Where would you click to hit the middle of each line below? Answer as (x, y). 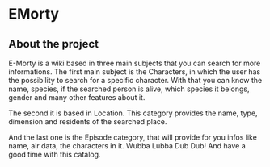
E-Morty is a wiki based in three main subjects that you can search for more (135, 63)
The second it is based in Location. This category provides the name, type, (133, 113)
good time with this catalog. (55, 154)
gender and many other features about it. (77, 97)
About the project (54, 44)
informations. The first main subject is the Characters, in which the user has (135, 72)
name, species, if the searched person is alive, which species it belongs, (129, 89)
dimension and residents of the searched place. (88, 121)
